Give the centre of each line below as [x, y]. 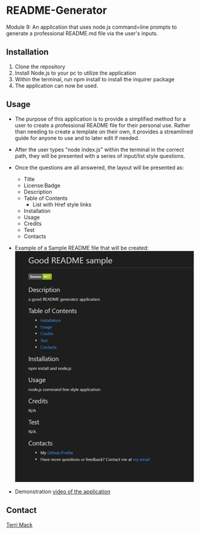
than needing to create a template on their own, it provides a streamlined [104, 132]
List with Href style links [62, 205]
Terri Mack [19, 524]
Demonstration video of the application [62, 492]
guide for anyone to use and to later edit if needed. [77, 138]
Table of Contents [46, 198]
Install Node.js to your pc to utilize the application [75, 73]
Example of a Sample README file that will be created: [82, 248]
